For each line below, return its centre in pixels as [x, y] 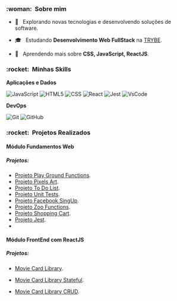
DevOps [16, 105]
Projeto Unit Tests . [37, 194]
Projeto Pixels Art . [37, 182]
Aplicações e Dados [31, 82]
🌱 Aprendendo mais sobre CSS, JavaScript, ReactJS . [82, 54]
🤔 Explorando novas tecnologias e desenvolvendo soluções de [93, 22]
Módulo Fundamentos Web [40, 147]
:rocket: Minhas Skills [39, 69]
